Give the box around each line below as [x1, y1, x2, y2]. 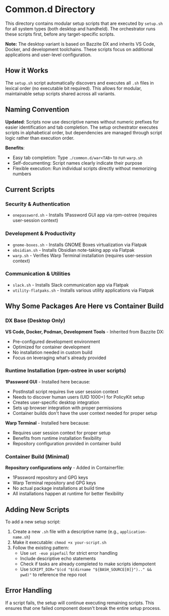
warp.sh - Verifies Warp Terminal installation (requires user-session [12, 252, 152, 258]
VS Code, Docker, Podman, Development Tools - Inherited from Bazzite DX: [5, 328, 164, 335]
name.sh [12, 534, 29, 540]
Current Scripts [5, 185, 55, 194]
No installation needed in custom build [12, 349, 92, 355]
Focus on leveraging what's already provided [12, 355, 106, 361]
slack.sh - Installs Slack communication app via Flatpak [12, 282, 129, 288]
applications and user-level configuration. [5, 52, 92, 58]
